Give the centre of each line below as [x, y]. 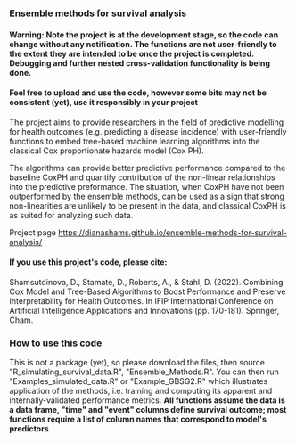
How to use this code [56, 343]
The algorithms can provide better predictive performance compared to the [148, 168]
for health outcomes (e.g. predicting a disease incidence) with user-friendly [148, 131]
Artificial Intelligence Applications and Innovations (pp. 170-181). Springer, [144, 310]
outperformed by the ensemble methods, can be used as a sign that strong [147, 196]
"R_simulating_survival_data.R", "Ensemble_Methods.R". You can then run [144, 372]
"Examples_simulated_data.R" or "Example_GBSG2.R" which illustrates [139, 381]
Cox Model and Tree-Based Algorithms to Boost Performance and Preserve [148, 291]
